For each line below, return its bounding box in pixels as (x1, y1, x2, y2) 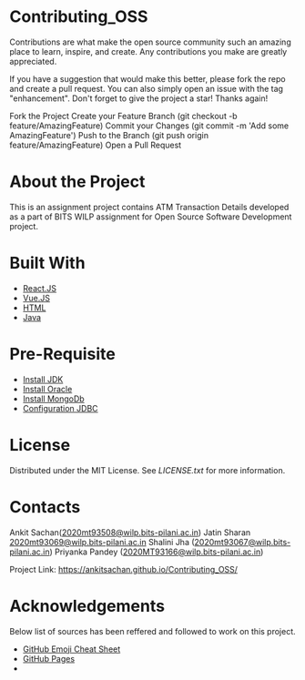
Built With (9, 253, 86, 274)
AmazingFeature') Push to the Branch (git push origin (9, 129, 209, 140)
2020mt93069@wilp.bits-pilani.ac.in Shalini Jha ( (9, 536, 195, 547)
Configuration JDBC (22, 402, 98, 413)
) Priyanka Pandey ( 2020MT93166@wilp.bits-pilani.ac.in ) (49, 546, 264, 557)
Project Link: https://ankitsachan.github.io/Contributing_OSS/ (9, 563, 239, 574)
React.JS (22, 282, 57, 293)
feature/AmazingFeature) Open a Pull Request (9, 139, 182, 150)
